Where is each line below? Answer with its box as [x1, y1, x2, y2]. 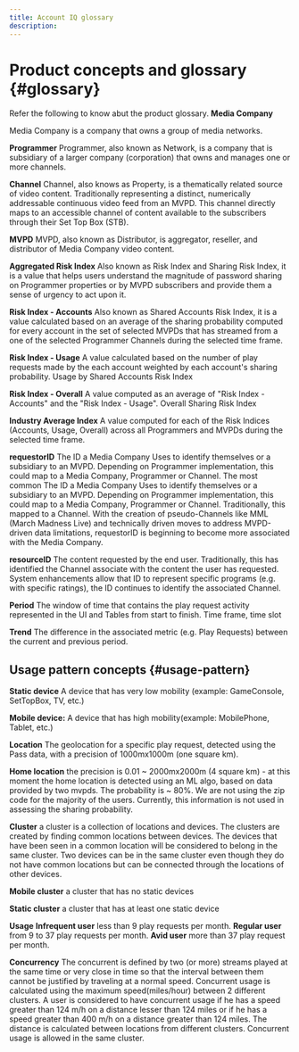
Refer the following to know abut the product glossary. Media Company [9, 108, 274, 119]
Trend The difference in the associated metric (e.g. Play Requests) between [9, 626, 288, 638]
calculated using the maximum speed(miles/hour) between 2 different [9, 985, 266, 996]
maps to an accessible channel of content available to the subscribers [9, 207, 267, 219]
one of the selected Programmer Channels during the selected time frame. [9, 335, 283, 346]
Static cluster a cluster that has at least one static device [9, 903, 220, 915]
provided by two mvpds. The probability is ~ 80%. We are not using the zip [9, 785, 286, 796]
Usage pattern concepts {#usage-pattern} [9, 662, 251, 677]
